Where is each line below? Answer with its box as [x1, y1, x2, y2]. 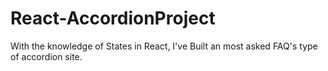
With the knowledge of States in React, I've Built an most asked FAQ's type [10, 40, 318, 52]
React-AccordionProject [10, 7, 216, 30]
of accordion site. [10, 50, 83, 62]
